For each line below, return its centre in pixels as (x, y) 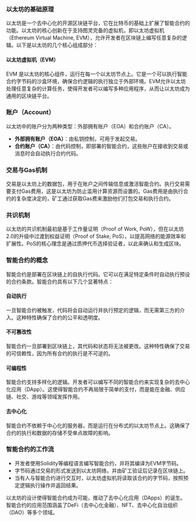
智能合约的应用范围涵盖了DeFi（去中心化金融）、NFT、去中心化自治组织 (92, 505)
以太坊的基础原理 (30, 9)
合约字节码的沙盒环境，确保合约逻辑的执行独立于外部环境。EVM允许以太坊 (96, 81)
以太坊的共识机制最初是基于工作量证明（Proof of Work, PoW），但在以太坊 (95, 229)
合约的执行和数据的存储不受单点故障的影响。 (60, 433)
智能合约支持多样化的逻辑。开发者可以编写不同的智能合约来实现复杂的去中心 (98, 382)
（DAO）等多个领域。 (32, 512)
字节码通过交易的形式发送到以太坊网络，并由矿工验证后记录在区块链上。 (101, 471)
